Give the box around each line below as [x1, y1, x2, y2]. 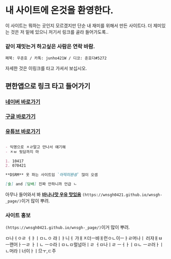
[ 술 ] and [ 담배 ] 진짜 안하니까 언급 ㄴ [5, 182, 78, 187]
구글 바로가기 [5, 113, 36, 120]
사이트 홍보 [5, 212, 31, 219]
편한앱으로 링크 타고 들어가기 [5, 82, 91, 90]
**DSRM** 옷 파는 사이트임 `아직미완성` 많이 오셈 [5, 172, 98, 177]
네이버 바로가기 [5, 98, 41, 105]
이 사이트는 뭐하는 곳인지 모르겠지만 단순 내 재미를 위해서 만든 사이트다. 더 [5, 22, 152, 29]
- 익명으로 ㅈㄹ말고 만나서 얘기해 [5, 144, 66, 149]
